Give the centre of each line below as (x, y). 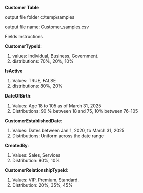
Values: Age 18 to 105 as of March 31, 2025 (57, 106)
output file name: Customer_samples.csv (47, 27)
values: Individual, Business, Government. (55, 56)
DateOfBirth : (18, 96)
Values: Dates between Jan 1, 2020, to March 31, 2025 (68, 130)
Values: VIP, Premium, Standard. (45, 180)
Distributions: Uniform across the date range (58, 136)
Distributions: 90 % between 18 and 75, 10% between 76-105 (75, 111)
